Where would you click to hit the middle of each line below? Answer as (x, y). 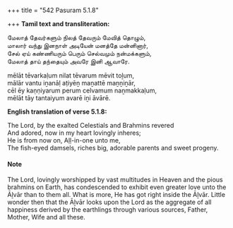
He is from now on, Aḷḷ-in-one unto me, (64, 140)
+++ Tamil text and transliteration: (59, 24)
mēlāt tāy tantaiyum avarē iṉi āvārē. (59, 98)
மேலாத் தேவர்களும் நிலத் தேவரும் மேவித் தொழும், (77, 37)
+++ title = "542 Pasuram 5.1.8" (53, 10)
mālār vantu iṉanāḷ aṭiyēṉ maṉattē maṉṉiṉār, (72, 83)
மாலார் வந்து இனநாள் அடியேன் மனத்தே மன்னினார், (78, 46)
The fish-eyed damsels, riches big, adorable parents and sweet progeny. (113, 148)
